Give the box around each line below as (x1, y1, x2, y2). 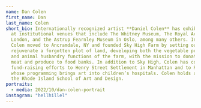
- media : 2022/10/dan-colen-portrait (11, 87, 106, 93)
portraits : (5, 82, 33, 88)
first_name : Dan (5, 14, 46, 20)
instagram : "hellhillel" (5, 92, 68, 98)
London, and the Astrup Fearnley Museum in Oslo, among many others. (11, 37, 188, 43)
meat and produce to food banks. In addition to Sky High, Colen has (11, 59, 188, 65)
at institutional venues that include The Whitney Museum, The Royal (11, 31, 188, 37)
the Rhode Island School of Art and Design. (11, 76, 124, 82)
